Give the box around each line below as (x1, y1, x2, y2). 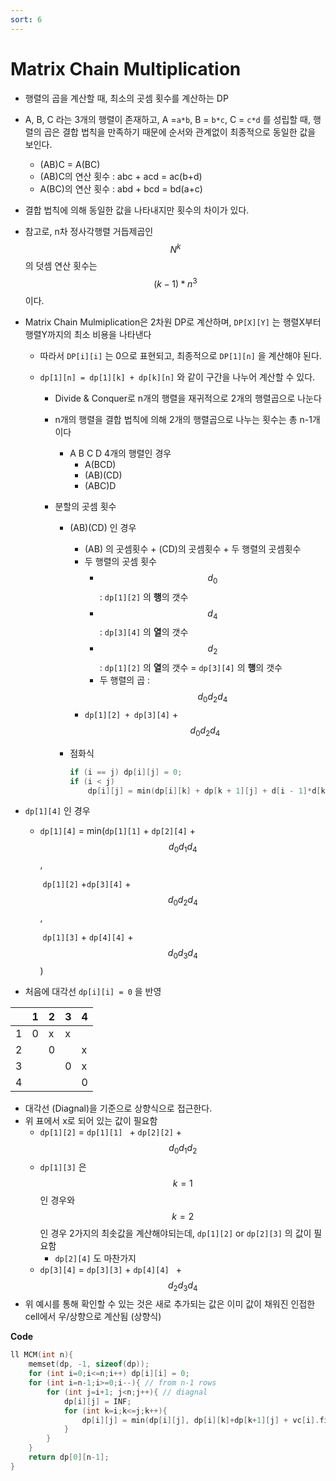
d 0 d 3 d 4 (167, 947, 198, 961)
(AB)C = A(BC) (39, 158, 101, 170)
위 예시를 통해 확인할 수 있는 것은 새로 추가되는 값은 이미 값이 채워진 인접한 (24, 1298, 316, 1310)
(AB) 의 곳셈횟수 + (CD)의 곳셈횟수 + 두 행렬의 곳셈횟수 (84, 542, 302, 555)
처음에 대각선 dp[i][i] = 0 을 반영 (24, 985, 162, 997)
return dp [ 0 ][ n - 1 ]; (28, 1452, 110, 1463)
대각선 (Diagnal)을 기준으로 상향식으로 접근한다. (24, 1102, 213, 1114)
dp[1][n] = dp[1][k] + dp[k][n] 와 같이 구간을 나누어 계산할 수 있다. (39, 371, 316, 383)
